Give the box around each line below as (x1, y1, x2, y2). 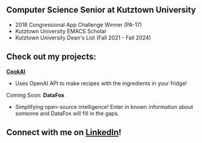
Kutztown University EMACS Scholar (15, 27, 107, 35)
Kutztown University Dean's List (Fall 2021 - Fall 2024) (15, 33, 152, 41)
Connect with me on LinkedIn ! (6, 127, 122, 138)
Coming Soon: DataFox (6, 91, 65, 99)
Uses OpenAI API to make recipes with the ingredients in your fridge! (15, 79, 187, 87)
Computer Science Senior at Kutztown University (6, 5, 196, 15)
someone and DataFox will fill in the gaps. (15, 110, 120, 117)
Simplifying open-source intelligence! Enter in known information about (15, 103, 194, 110)
